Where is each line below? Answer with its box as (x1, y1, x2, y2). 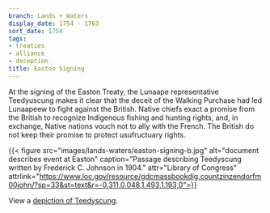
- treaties (8, 42, 45, 50)
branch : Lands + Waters (8, 11, 89, 20)
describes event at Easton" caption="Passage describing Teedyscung (8, 154, 243, 164)
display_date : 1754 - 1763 (8, 19, 99, 28)
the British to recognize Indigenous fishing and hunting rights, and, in (8, 113, 238, 122)
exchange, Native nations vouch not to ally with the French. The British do (8, 121, 255, 130)
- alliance (8, 49, 45, 58)
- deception (8, 58, 49, 66)
